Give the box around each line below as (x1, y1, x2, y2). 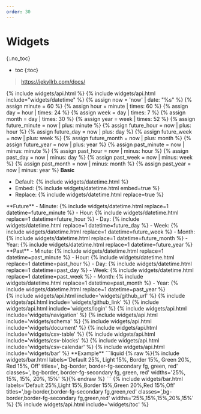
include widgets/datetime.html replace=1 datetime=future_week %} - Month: (6, 228, 196, 235)
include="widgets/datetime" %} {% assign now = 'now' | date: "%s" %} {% (6, 96, 193, 103)
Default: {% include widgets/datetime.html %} (14, 178, 129, 185)
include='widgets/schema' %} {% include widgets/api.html (6, 317, 152, 325)
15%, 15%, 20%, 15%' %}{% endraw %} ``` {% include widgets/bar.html (6, 375, 183, 382)
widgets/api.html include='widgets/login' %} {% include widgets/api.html (6, 304, 187, 312)
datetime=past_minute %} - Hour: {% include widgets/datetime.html (6, 253, 175, 261)
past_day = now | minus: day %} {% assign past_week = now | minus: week (6, 153, 193, 161)
